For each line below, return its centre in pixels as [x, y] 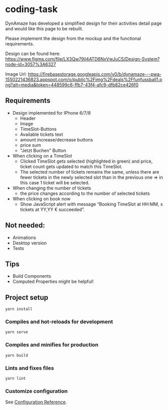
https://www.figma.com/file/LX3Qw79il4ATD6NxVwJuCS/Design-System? [82, 59]
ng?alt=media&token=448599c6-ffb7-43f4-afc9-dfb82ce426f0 [72, 85]
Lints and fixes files [30, 368]
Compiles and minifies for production [52, 345]
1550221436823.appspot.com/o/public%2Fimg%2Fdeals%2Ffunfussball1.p [84, 79]
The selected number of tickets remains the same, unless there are [90, 172]
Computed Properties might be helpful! [53, 282]
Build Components [32, 276]
